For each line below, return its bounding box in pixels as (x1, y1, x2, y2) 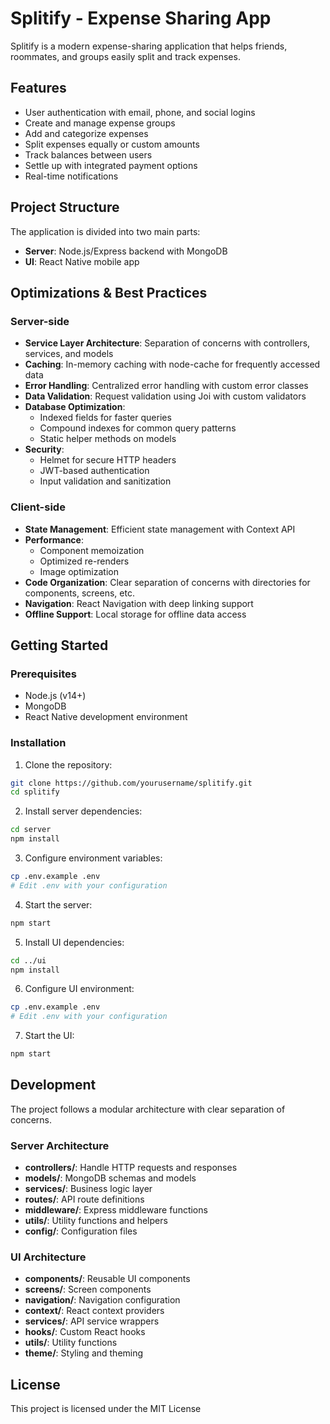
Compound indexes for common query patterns (39, 422, 237, 434)
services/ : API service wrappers (24, 1315, 160, 1327)
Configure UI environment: (24, 983, 135, 995)
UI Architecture (10, 1250, 87, 1264)
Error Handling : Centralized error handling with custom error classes (24, 380, 309, 392)
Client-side (10, 500, 66, 514)
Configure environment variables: (24, 852, 163, 864)
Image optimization (39, 565, 119, 577)
